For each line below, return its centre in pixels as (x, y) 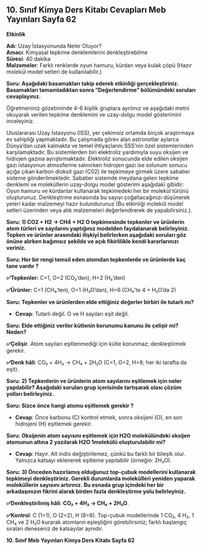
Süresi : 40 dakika (29, 59)
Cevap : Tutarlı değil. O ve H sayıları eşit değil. (72, 314)
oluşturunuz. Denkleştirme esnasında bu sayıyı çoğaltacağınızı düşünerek (98, 197)
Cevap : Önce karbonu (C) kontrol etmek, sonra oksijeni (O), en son (99, 417)
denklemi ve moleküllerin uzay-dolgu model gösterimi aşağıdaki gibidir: (95, 184)
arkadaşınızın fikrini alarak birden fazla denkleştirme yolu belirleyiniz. (96, 491)
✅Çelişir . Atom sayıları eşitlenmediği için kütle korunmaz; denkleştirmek (96, 344)
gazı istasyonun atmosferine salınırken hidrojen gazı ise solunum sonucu (97, 165)
